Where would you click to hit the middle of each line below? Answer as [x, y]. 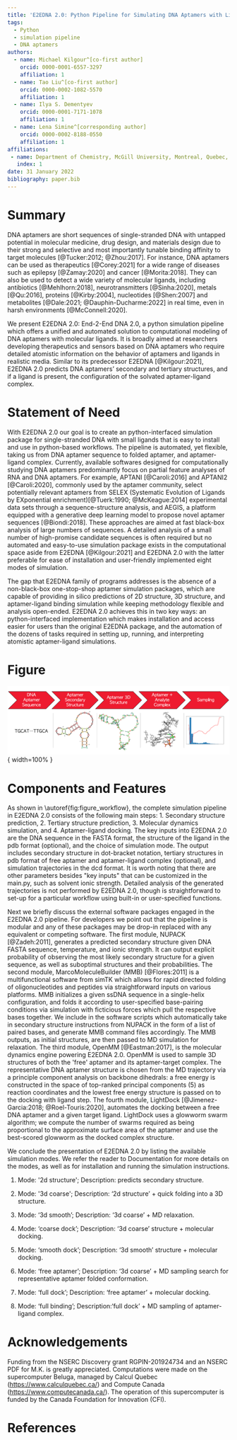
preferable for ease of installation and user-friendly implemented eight [109, 560]
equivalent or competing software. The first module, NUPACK [96, 935]
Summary [36, 215]
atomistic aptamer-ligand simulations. [62, 641]
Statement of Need [64, 412]
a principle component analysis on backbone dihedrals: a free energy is [111, 1078]
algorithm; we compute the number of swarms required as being [101, 1123]
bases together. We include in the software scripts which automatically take [117, 1017]
